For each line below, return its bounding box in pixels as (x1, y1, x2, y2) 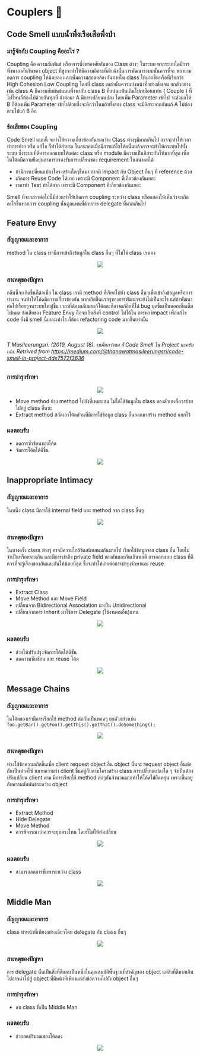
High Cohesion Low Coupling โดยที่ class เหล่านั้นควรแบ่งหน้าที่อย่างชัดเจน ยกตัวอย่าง (7, 80, 191, 88)
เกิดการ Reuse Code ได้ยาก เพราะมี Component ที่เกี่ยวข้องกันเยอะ (15, 175, 156, 182)
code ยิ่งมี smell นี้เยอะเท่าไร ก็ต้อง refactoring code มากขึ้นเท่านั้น (7, 316, 148, 323)
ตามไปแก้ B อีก (7, 107, 37, 114)
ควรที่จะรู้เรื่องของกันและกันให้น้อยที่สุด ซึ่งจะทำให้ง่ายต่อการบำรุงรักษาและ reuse (7, 560, 164, 568)
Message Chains (7, 684, 70, 694)
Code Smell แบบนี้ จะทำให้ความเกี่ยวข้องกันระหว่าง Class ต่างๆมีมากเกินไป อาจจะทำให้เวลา (7, 136, 192, 144)
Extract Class (15, 589, 48, 596)
